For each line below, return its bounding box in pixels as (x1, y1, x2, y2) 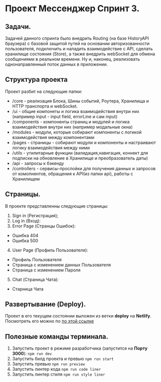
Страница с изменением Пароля (12, 267, 80, 273)
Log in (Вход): (12, 218, 40, 224)
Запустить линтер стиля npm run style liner (12, 371, 105, 377)
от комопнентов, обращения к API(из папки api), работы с (12, 171, 133, 177)
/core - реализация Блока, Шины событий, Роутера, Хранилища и (12, 98, 149, 104)
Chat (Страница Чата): (12, 276, 59, 282)
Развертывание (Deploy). (5, 300, 86, 309)
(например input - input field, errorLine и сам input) (12, 113, 118, 119)
